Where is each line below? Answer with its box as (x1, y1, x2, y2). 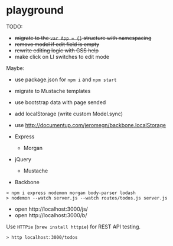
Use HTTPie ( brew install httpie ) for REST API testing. (6, 223, 141, 230)
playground (6, 4, 64, 17)
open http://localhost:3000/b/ (14, 211, 87, 218)
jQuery (14, 155, 31, 162)
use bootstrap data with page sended (14, 98, 106, 106)
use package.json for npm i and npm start (14, 76, 117, 83)
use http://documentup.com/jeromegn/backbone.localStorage (14, 121, 167, 128)
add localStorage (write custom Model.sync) (14, 110, 123, 117)
